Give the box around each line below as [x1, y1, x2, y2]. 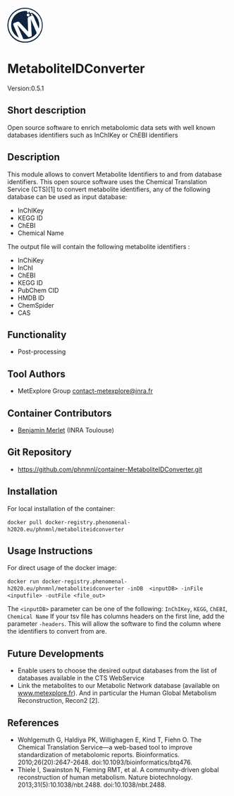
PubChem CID [17, 286, 59, 294]
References [7, 717, 59, 729]
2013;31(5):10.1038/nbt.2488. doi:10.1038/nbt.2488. [17, 780, 167, 789]
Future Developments [7, 647, 104, 660]
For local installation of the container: [7, 504, 115, 512]
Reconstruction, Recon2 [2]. [17, 696, 100, 705]
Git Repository [7, 446, 72, 459]
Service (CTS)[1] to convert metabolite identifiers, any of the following [7, 185, 211, 193]
